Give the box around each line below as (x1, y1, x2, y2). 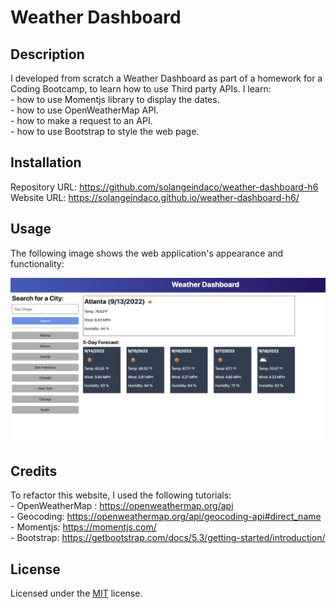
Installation (10, 154, 82, 171)
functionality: (10, 257, 65, 270)
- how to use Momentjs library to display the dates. (10, 94, 220, 105)
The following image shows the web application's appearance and (10, 247, 284, 259)
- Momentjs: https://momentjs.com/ (10, 521, 157, 533)
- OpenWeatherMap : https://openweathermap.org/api (10, 500, 234, 512)
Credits (10, 462, 58, 480)
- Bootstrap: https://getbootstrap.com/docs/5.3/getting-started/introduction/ (10, 532, 326, 544)
